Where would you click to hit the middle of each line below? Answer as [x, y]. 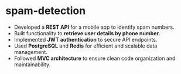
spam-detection [46, 11]
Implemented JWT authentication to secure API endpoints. [86, 39]
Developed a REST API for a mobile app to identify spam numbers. [94, 27]
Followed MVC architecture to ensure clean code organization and [95, 58]
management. [31, 52]
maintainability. [32, 64]
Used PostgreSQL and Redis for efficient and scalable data [86, 46]
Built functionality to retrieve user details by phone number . [87, 33]
